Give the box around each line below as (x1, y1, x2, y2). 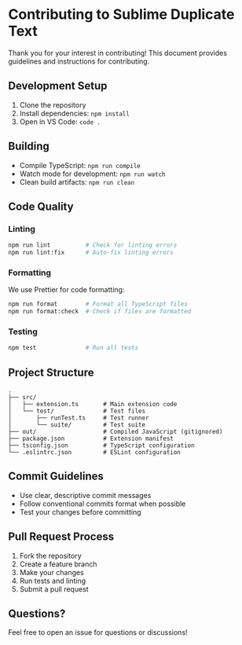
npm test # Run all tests (8, 344, 139, 352)
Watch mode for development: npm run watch (19, 169, 167, 178)
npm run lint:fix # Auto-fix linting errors (8, 249, 174, 257)
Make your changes (19, 567, 84, 577)
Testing (8, 326, 38, 337)
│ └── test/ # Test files (8, 407, 146, 416)
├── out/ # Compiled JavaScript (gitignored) (8, 428, 223, 436)
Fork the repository (19, 551, 82, 560)
